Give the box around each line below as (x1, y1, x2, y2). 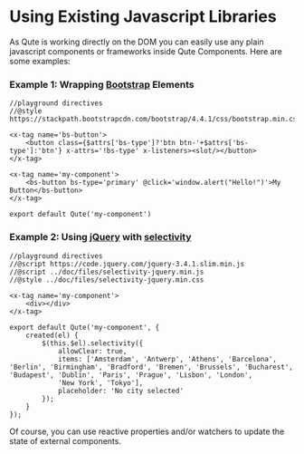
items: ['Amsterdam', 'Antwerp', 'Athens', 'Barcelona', (57, 354, 278, 363)
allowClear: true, (57, 346, 128, 355)
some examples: (9, 55, 71, 66)
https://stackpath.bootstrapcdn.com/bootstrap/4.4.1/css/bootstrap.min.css (9, 115, 301, 124)
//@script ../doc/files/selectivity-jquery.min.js (9, 267, 204, 276)
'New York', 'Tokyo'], (57, 378, 144, 387)
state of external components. (9, 435, 122, 446)
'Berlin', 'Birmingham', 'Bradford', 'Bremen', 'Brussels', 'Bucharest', (9, 362, 294, 372)
